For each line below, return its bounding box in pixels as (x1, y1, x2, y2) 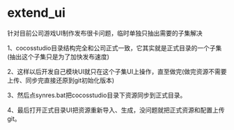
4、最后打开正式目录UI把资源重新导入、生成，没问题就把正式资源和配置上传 (7, 106, 225, 114)
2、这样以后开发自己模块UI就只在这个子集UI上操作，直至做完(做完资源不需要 (7, 67, 227, 75)
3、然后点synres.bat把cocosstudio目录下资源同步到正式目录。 (7, 91, 187, 99)
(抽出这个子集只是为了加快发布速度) (7, 52, 110, 61)
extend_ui (7, 5, 66, 21)
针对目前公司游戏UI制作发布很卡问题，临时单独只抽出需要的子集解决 (7, 29, 203, 37)
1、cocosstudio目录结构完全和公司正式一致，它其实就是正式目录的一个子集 (7, 43, 222, 52)
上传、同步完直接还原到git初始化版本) (7, 75, 115, 85)
